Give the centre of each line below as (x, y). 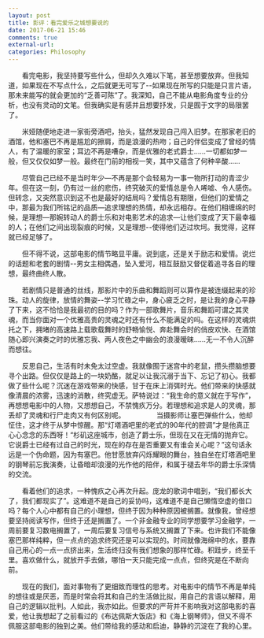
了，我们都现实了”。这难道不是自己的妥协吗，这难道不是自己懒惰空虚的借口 (130, 501)
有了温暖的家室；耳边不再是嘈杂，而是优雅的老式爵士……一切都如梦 (131, 151)
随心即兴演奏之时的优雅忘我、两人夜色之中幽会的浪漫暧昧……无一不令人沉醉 (131, 339)
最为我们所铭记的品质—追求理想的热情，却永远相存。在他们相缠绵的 (139, 207)
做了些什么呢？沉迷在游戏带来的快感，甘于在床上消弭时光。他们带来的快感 (128, 386)
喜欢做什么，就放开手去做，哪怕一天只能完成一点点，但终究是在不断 (132, 560)
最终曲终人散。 (46, 273)
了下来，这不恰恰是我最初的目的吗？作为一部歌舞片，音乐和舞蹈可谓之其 (125, 310)
